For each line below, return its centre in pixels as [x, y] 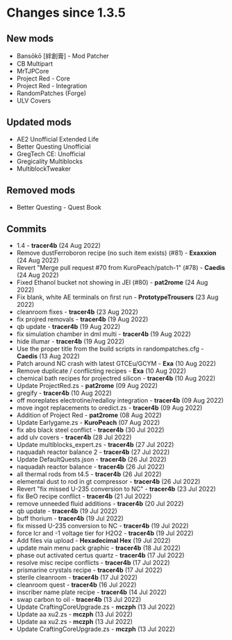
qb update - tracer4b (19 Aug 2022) [68, 327]
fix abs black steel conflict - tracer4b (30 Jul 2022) [90, 430]
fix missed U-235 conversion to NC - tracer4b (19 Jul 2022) [102, 526]
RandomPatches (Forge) [51, 93]
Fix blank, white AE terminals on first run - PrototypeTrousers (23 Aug [117, 297]
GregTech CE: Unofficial [51, 153]
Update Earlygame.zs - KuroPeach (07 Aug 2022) [88, 423]
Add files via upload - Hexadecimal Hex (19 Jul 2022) [93, 541]
